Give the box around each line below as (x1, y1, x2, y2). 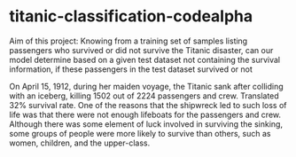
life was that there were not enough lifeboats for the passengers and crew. (9, 109, 282, 120)
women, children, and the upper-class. (9, 137, 151, 148)
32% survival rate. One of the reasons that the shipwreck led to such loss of (9, 99, 287, 110)
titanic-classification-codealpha (9, 6, 253, 27)
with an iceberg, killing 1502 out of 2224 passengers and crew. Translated (9, 90, 279, 101)
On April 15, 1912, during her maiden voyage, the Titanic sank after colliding (9, 81, 284, 91)
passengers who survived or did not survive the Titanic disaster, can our (9, 44, 274, 55)
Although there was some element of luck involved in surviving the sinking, (9, 118, 284, 130)
